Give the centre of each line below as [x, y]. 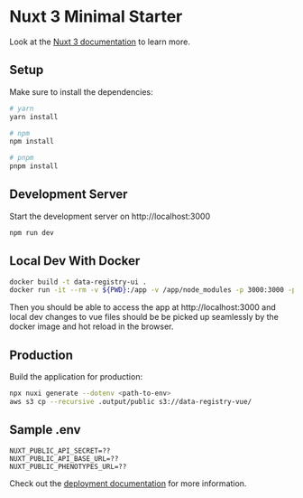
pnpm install [34, 166]
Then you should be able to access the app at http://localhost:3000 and [143, 307]
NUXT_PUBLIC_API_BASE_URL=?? [64, 458]
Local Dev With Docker [75, 261]
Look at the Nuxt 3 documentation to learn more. [100, 42]
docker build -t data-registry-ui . [78, 282]
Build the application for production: [76, 377]
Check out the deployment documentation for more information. [128, 483]
